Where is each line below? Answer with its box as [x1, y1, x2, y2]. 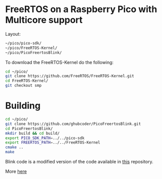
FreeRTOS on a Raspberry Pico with [5, 4, 157, 15]
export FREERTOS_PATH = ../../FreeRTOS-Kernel [5, 140, 100, 145]
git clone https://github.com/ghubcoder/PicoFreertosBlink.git [5, 121, 141, 127]
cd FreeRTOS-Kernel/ [5, 78, 49, 84]
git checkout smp [5, 83, 42, 88]
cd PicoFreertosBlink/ [5, 126, 53, 131]
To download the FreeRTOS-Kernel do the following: [5, 59, 114, 65]
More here [5, 168, 27, 174]
